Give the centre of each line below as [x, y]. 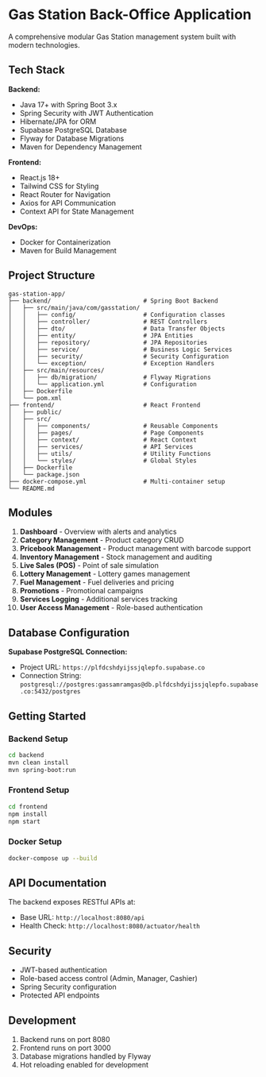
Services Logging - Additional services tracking [98, 599]
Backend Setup [39, 739]
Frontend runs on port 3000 [65, 1048]
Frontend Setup [39, 790]
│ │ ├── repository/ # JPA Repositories [108, 342]
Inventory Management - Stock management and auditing [116, 557]
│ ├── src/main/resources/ [56, 370]
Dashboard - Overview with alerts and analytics [98, 532]
